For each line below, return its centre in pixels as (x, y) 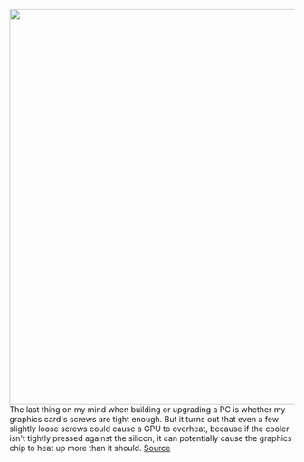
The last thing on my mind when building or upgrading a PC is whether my (147, 410)
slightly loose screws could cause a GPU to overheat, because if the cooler (149, 429)
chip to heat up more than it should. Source (90, 448)
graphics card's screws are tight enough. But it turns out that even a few (144, 419)
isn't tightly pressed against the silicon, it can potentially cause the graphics (151, 438)
